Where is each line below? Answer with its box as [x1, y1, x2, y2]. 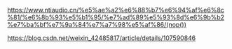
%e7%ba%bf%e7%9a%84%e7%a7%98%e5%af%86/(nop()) [7, 21, 187, 28]
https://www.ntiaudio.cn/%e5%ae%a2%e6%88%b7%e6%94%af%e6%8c [7, 6, 224, 14]
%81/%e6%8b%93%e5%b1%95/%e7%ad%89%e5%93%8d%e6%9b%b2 [7, 13, 225, 21]
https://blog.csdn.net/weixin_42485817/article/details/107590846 [7, 34, 196, 42]
